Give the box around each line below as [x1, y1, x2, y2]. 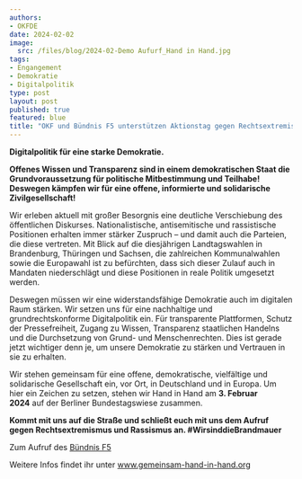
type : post [9, 88, 50, 97]
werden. [9, 277, 40, 288]
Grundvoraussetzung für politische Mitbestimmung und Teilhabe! [9, 173, 261, 184]
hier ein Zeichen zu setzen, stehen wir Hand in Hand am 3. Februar [9, 388, 258, 398]
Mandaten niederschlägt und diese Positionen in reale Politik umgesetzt [9, 267, 275, 278]
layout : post [9, 96, 58, 106]
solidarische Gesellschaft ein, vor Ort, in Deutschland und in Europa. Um [9, 378, 277, 389]
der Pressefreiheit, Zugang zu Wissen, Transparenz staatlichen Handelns [9, 323, 280, 333]
